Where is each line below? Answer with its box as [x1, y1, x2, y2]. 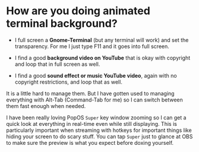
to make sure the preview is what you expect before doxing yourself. [6, 139, 174, 146]
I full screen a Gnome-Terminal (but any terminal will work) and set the [14, 36, 189, 43]
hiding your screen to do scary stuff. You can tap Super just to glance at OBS [6, 132, 193, 140]
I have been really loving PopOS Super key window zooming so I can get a [6, 114, 187, 121]
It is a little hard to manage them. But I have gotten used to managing [6, 90, 175, 97]
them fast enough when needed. [6, 102, 86, 109]
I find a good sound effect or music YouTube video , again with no [14, 72, 177, 79]
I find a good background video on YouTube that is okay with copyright [14, 54, 191, 61]
